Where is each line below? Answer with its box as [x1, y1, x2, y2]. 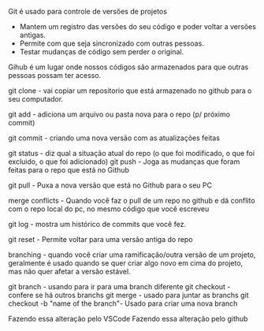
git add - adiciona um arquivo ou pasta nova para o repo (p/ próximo [8, 110, 231, 119]
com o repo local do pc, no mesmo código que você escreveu [8, 204, 210, 214]
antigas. [19, 31, 46, 39]
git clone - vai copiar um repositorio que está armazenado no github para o [8, 86, 252, 95]
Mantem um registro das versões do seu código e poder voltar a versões [19, 22, 256, 31]
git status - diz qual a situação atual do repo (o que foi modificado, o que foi [8, 149, 255, 158]
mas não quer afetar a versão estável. [8, 267, 132, 276]
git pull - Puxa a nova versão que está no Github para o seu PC [8, 180, 213, 190]
